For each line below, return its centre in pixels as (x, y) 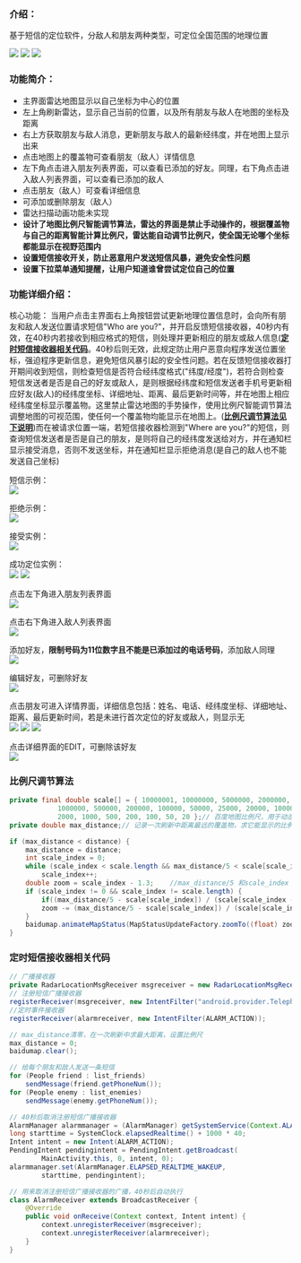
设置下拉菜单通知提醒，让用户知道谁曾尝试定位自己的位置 (128, 268)
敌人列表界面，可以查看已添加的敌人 (97, 179)
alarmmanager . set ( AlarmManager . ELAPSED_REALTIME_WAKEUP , (118, 1167)
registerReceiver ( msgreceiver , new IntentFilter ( (104, 1002)
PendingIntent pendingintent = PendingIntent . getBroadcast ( (124, 1151)
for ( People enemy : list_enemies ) (76, 1092)
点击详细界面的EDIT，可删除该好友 (73, 747)
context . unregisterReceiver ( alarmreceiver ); (126, 1233)
